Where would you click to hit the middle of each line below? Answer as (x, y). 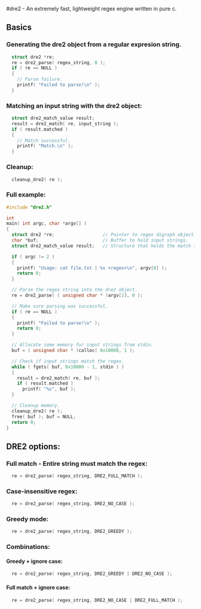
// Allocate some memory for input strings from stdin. (83, 345)
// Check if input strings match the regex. (68, 361)
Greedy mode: (28, 519)
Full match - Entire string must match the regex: (77, 463)
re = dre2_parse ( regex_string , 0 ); (59, 62)
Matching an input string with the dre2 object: (74, 105)
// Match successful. (44, 140)
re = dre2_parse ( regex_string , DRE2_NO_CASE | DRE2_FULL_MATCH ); (98, 600)
